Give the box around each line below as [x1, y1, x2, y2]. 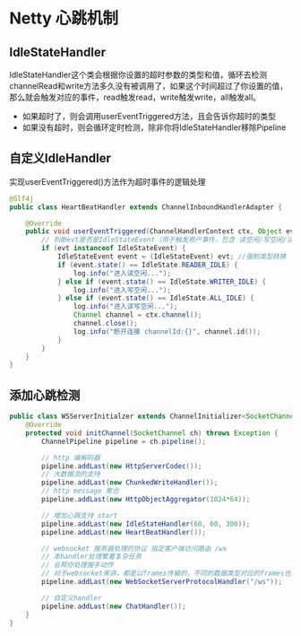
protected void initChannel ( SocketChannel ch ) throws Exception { [25, 428, 279, 438]
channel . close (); [73, 319, 139, 328]
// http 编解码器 [41, 453, 101, 462]
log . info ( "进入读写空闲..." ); [73, 302, 178, 311]
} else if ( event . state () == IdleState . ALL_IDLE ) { [56, 293, 254, 303]
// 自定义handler [41, 593, 102, 602]
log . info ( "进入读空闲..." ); [73, 268, 172, 278]
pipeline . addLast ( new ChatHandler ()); [41, 602, 186, 611]
